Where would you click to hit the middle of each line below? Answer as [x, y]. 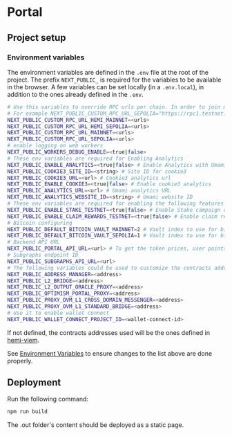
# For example [28, 113]
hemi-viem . [23, 340]
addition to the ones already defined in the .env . [75, 94]
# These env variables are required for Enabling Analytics [96, 158]
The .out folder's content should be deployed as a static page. [96, 425]
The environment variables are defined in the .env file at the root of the [108, 72]
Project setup [37, 38]
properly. [20, 361]
